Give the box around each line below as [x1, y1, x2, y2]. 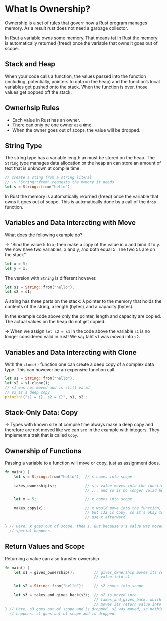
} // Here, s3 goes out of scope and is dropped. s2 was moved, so [5, 606, 148, 611]
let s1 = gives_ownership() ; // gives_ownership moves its [14, 570, 157, 575]
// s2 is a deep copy [5, 390, 50, 395]
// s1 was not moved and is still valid [5, 385, 90, 390]
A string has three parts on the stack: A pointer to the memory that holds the [5, 298, 162, 304]
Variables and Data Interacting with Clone [5, 348, 137, 357]
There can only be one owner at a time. [12, 122, 93, 128]
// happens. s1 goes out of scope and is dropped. [9, 611, 117, 616]
